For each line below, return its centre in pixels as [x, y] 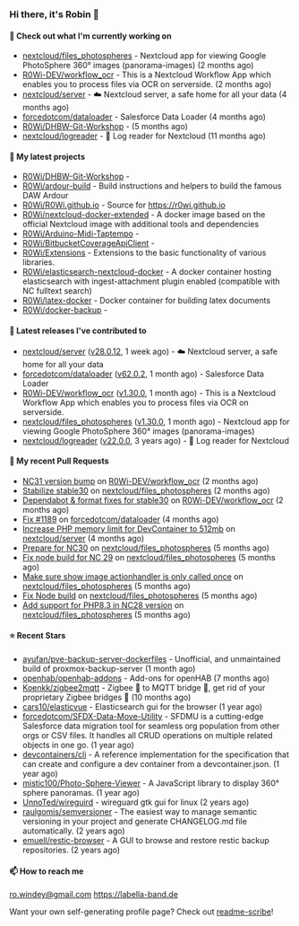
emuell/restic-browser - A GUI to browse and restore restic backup [146, 840]
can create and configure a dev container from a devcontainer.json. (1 [151, 763]
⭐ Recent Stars [38, 636]
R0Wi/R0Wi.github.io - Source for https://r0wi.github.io [124, 205]
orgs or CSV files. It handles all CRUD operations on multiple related [147, 735]
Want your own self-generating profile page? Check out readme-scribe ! [141, 912]
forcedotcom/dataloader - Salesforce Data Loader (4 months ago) [144, 117]
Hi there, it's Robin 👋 [55, 14]
